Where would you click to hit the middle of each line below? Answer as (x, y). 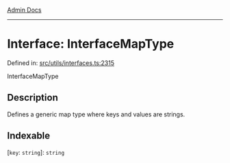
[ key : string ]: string (36, 152)
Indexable (29, 136)
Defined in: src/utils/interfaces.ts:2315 (61, 63)
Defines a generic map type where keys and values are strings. (96, 114)
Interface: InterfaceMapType (91, 44)
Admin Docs (24, 10)
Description (33, 98)
